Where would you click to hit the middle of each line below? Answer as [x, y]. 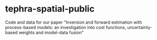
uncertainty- [140, 27]
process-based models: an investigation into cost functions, [66, 27]
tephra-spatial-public [50, 9]
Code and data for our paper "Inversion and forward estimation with [74, 22]
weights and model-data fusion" [52, 32]
